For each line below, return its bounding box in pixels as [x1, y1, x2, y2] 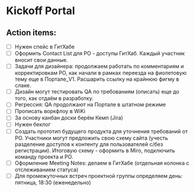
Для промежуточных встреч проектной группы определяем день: [14, 172, 183, 179]
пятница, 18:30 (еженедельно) [14, 178, 92, 186]
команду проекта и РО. [14, 153, 74, 160]
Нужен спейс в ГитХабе [14, 43, 75, 50]
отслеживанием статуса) [14, 166, 79, 173]
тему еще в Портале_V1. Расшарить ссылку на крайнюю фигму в [14, 75, 179, 83]
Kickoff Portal [6, 4, 76, 18]
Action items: [6, 28, 57, 38]
